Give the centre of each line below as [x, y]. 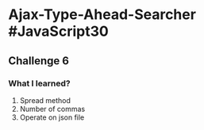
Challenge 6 [39, 61]
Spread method [45, 100]
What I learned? [40, 83]
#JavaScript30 [58, 31]
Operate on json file [52, 117]
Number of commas [52, 109]
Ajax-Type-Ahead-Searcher [102, 15]
